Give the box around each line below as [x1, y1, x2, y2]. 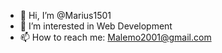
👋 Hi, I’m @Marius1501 [19, 10, 112, 21]
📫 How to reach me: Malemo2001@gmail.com [19, 31, 212, 43]
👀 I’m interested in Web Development [19, 20, 173, 32]
